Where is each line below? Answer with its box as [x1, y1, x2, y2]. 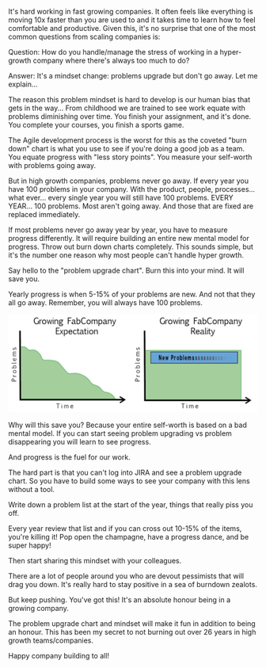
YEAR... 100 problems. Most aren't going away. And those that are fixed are [8, 201, 254, 211]
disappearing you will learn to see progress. [8, 437, 152, 446]
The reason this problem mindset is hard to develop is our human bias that [8, 95, 251, 104]
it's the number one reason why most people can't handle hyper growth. [8, 250, 244, 260]
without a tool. [8, 484, 55, 494]
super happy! [8, 540, 51, 550]
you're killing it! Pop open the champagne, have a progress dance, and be [8, 532, 249, 541]
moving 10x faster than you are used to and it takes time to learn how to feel [8, 15, 256, 25]
